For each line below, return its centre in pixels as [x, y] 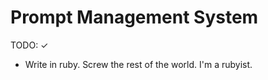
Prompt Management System [134, 17]
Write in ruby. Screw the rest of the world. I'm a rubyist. [138, 64]
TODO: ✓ [29, 45]
